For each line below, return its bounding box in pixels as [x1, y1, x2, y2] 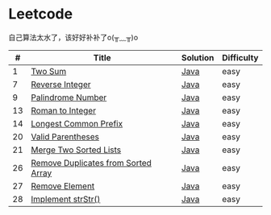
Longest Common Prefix [31, 118, 123, 129]
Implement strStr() [31, 193, 101, 205]
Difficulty [221, 52, 259, 63]
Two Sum [31, 65, 67, 76]
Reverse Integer [31, 78, 91, 89]
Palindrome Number [31, 92, 107, 103]
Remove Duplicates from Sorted [31, 157, 152, 168]
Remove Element [31, 180, 95, 192]
